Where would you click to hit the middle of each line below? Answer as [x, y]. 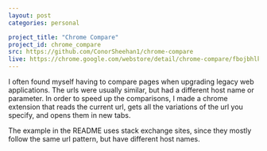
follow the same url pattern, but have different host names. [104, 139]
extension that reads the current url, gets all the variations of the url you [126, 107]
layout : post [30, 15]
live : [17, 59]
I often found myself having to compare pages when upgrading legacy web [131, 81]
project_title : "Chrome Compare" [64, 37]
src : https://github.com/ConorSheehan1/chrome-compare [101, 52]
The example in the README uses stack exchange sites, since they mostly [130, 130]
